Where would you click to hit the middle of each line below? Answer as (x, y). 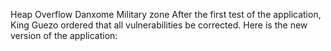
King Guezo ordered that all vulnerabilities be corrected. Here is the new (159, 25)
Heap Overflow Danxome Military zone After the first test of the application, (166, 14)
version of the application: (64, 35)
